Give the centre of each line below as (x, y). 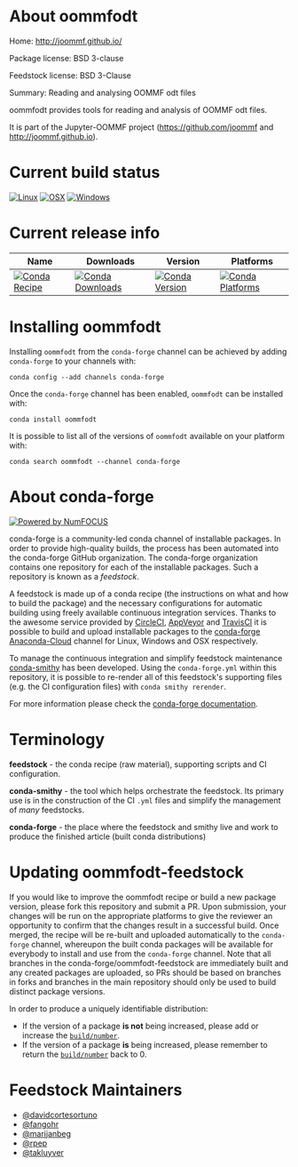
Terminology (57, 739)
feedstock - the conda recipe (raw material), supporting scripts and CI (138, 764)
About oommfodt (74, 16)
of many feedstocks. (47, 810)
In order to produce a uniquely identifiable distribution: (109, 1008)
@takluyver (43, 1152)
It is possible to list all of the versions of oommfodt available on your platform (147, 436)
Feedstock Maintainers (96, 1090)
